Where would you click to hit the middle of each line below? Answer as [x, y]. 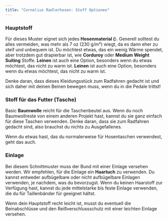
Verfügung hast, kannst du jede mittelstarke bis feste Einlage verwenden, [81, 188]
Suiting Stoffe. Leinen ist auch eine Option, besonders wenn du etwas [79, 60]
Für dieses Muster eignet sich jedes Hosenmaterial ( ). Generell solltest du [82, 39]
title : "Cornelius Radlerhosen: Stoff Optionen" [57, 10]
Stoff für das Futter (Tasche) [41, 100]
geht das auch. [21, 142]
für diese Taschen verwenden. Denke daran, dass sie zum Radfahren [77, 121]
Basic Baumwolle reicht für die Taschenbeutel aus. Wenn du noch [74, 111]
